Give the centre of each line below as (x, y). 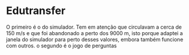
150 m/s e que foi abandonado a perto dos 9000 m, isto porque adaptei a (95, 33)
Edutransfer (36, 11)
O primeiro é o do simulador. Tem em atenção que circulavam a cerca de (94, 27)
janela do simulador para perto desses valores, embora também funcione (95, 39)
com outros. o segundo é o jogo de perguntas (62, 46)
